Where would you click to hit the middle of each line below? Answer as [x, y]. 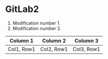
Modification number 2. [37, 28]
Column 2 [54, 40]
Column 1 [21, 40]
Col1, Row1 [21, 49]
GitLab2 [22, 9]
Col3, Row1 [86, 49]
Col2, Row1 [54, 49]
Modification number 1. [36, 23]
